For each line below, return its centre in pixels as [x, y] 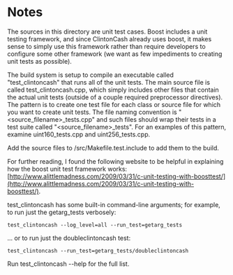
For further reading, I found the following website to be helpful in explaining [115, 161]
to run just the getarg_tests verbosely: [62, 212]
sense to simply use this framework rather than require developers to [106, 46]
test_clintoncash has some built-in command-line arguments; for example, [114, 204]
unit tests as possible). [39, 61]
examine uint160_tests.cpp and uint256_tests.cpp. [79, 134]
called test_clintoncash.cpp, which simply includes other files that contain [113, 90]
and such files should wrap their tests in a [156, 119]
